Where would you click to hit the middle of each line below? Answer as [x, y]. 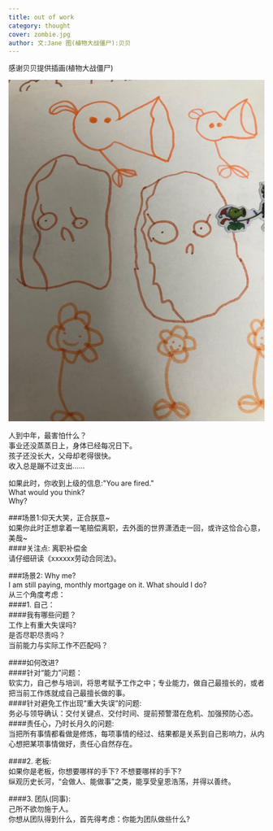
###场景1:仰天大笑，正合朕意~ [59, 518]
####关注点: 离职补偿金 [48, 548]
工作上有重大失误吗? [43, 625]
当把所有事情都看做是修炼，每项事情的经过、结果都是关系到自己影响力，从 [133, 734]
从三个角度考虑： [37, 594]
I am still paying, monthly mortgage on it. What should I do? [108, 585]
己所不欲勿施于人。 [41, 809]
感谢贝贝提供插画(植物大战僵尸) [61, 68]
